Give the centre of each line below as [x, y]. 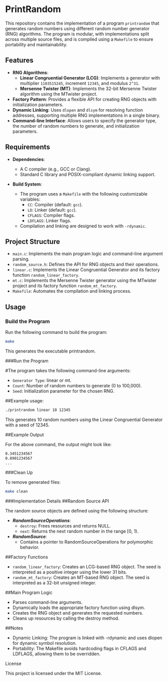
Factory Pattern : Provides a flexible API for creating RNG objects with [85, 99]
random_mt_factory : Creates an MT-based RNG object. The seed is [81, 577]
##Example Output [25, 435]
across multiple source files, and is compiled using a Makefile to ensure [79, 39]
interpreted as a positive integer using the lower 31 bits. [70, 572]
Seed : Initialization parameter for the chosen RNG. [63, 391]
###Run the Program [27, 361]
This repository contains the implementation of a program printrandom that [82, 23]
